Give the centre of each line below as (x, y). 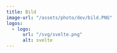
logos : (15, 23)
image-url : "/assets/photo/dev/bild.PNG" (59, 18)
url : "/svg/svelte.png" (52, 35)
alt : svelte (37, 40)
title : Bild (21, 12)
